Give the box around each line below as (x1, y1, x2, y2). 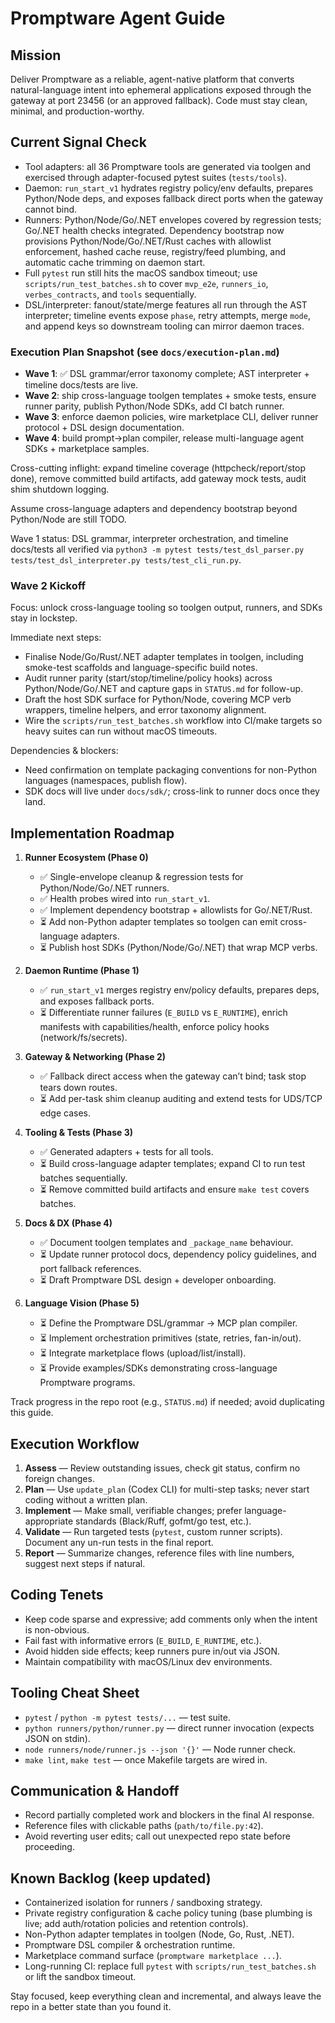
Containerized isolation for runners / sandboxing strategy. (24, 1897, 263, 1909)
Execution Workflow (10, 1435, 140, 1452)
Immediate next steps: (10, 632, 102, 644)
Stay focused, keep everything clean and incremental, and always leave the (10, 1990, 322, 2002)
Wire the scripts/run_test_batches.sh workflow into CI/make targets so (24, 715, 323, 727)
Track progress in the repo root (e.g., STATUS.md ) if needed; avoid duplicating (10, 1396, 325, 1408)
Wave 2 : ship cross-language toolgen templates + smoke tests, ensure (24, 390, 317, 402)
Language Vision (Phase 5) (24, 1297, 140, 1309)
